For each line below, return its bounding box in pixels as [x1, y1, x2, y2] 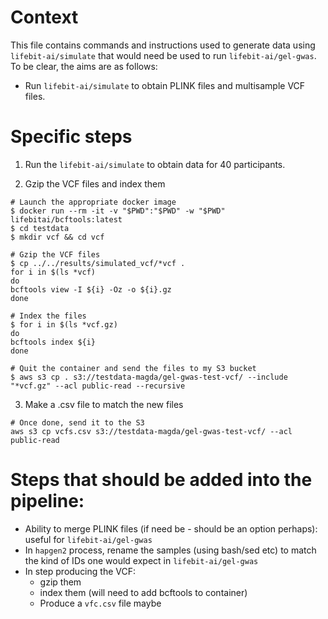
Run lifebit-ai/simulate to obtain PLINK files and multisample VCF [24, 79, 306, 91]
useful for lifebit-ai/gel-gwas [24, 533, 153, 545]
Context [10, 6, 79, 29]
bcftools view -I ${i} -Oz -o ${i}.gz [10, 284, 172, 295]
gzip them [39, 576, 82, 588]
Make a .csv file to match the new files [24, 398, 184, 410]
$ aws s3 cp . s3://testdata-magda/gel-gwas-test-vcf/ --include [10, 372, 288, 382]
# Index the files [10, 311, 87, 321]
